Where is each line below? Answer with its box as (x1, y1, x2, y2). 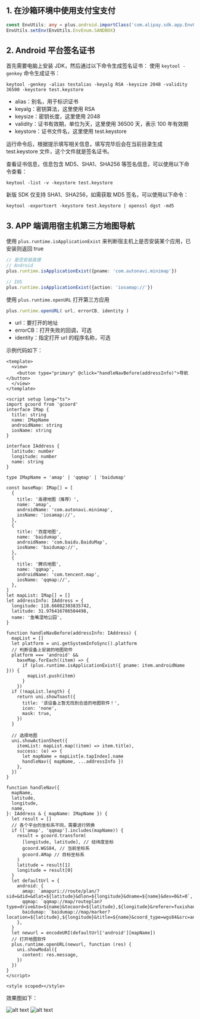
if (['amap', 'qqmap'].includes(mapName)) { (11, 828, 124, 834)
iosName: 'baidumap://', (17, 545, 79, 551)
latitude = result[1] (17, 862, 70, 868)
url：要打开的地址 (14, 319, 58, 327)
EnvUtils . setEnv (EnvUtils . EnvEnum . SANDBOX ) (6, 27, 116, 33)
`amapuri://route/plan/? (37, 888, 100, 894)
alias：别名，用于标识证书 (14, 98, 79, 105)
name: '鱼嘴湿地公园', (11, 614, 62, 621)
